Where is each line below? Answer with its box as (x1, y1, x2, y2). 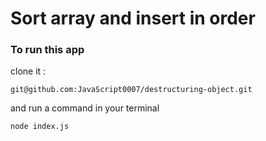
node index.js (10, 122, 70, 132)
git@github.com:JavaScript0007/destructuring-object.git (10, 85, 253, 95)
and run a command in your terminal (10, 102, 160, 114)
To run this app (10, 43, 85, 57)
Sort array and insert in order (10, 7, 256, 30)
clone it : (10, 65, 47, 77)
